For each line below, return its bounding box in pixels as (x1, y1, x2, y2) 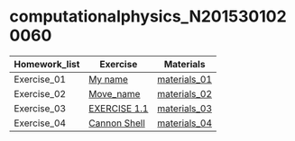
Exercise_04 (14, 117, 66, 129)
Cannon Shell (88, 117, 146, 129)
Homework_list (14, 57, 80, 70)
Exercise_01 (14, 73, 66, 85)
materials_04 (157, 117, 213, 129)
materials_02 (157, 87, 213, 100)
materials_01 (157, 73, 213, 85)
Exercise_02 (14, 87, 66, 100)
